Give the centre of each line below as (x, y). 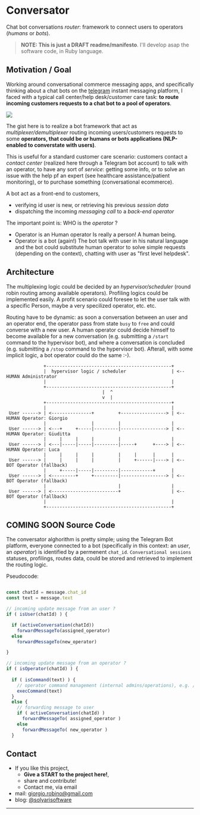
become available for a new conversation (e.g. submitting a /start (87, 336)
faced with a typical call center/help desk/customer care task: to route (93, 97)
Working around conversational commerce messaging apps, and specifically (100, 84)
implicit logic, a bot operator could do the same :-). (68, 355)
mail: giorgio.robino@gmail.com (54, 794)
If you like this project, (42, 768)
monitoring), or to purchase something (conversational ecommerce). (90, 182)
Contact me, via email (50, 787)
